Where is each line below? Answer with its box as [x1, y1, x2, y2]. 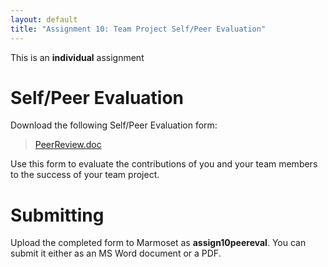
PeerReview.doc [34, 139, 102, 151]
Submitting [10, 204, 105, 226]
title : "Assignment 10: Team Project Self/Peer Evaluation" [10, 24, 267, 34]
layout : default [10, 14, 78, 25]
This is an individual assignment [10, 51, 145, 63]
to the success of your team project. [10, 169, 160, 181]
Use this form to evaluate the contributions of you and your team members [10, 158, 318, 170]
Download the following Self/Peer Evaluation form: [10, 119, 218, 131]
